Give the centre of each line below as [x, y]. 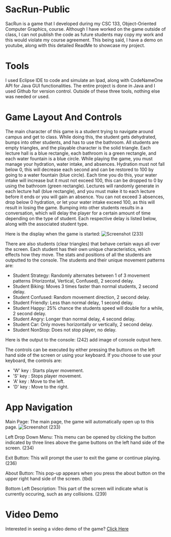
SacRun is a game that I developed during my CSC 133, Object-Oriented [81, 24]
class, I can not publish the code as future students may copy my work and [84, 34]
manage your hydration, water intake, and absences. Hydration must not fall [85, 164]
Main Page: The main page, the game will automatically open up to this [80, 421]
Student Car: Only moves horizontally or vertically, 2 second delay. [83, 324]
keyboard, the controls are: [34, 360]
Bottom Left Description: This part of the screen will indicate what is [77, 488]
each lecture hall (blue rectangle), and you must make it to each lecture [80, 191]
